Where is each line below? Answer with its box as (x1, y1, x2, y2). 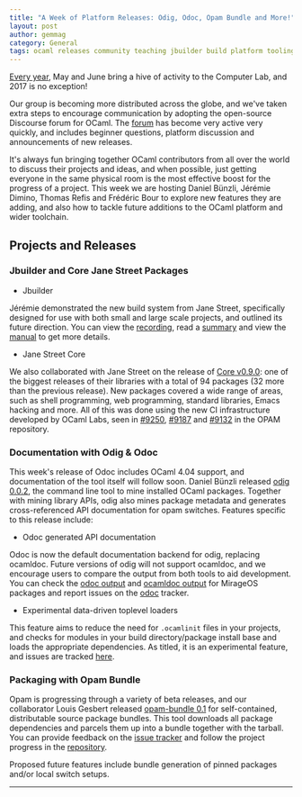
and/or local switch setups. (9, 769, 110, 780)
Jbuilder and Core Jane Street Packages (9, 265, 189, 277)
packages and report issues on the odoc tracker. (9, 587, 190, 599)
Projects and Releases (9, 238, 137, 253)
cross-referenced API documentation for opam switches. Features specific (9, 505, 286, 516)
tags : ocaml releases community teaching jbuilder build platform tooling (9, 47, 296, 56)
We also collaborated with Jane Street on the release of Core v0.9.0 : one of (9, 366, 289, 376)
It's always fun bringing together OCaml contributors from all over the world (9, 154, 290, 165)
